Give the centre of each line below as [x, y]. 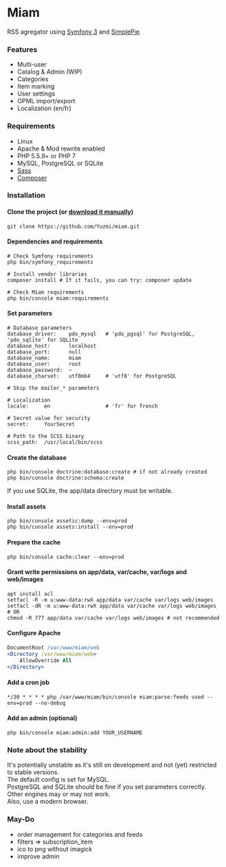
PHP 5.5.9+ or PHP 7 [46, 155]
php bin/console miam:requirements [58, 298]
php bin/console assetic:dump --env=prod [67, 521]
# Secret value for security [49, 418]
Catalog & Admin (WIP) [49, 72]
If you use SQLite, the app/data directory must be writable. [90, 491]
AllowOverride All [46, 660]
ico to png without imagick [55, 849]
